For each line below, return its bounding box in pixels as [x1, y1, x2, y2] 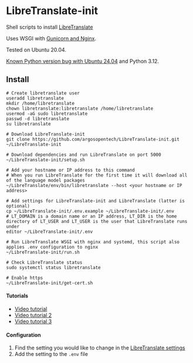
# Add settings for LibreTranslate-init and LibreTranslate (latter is [6, 198, 185, 203]
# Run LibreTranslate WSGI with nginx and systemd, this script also [6, 239, 180, 245]
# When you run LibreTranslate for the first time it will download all [6, 172, 188, 178]
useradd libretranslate [6, 95, 65, 101]
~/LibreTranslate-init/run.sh [6, 249, 80, 255]
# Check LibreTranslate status [6, 259, 83, 265]
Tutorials [6, 292, 28, 300]
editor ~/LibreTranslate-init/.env [6, 229, 93, 235]
